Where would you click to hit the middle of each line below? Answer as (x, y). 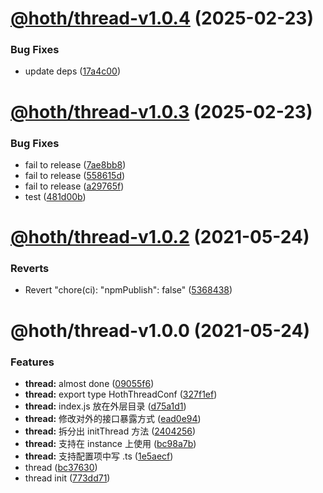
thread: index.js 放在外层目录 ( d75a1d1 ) (105, 406)
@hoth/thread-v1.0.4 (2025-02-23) (162, 18)
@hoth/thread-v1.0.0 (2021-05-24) (160, 330)
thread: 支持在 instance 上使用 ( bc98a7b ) (110, 443)
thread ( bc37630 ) (61, 467)
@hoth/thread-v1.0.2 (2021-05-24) (160, 237)
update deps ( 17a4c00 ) (73, 71)
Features (32, 362)
